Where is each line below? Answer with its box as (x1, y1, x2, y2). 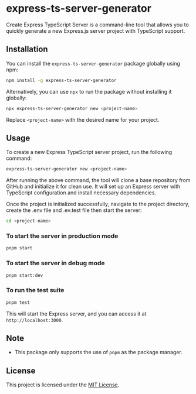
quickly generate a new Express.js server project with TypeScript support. (6, 27, 185, 34)
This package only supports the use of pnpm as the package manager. (14, 349, 183, 356)
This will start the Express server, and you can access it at (6, 310, 147, 317)
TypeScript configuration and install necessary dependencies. (6, 189, 157, 196)
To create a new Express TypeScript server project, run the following (6, 149, 173, 156)
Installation (6, 44, 48, 54)
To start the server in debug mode (6, 259, 105, 268)
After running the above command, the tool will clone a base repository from (6, 177, 191, 184)
